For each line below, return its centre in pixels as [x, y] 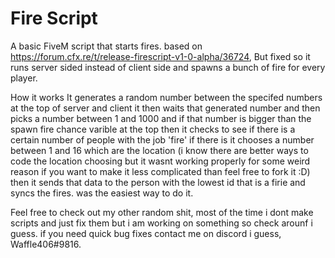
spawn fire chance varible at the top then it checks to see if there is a [153, 129]
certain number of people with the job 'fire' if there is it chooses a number [162, 139]
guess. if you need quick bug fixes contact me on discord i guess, [146, 233]
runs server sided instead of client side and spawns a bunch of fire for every [168, 67]
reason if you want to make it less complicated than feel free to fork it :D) [160, 171]
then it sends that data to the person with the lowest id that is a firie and [158, 182]
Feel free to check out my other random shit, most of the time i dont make [162, 212]
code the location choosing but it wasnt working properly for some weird [160, 161]
